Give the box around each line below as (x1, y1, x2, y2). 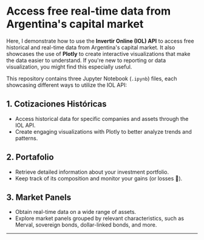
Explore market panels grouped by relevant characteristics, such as (15, 214, 184, 222)
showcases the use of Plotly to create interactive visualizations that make (6, 50, 191, 57)
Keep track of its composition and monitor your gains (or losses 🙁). (15, 174, 183, 182)
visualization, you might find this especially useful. (6, 63, 132, 70)
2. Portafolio (6, 152, 54, 162)
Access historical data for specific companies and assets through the (15, 115, 189, 122)
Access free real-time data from (6, 4, 171, 18)
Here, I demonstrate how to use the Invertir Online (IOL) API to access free (6, 37, 194, 44)
